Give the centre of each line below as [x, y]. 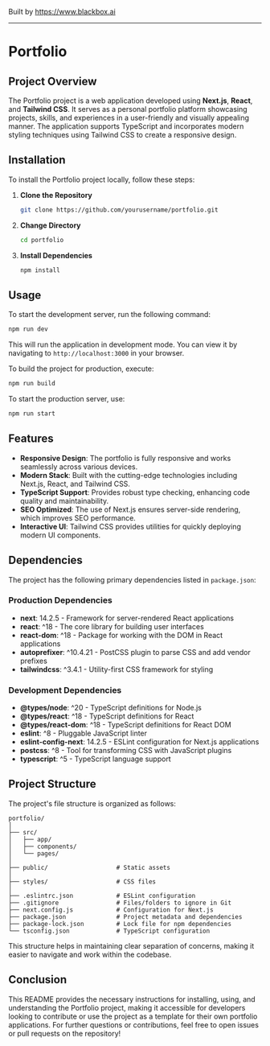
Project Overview [53, 81]
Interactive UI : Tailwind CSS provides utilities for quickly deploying [130, 526]
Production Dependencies [60, 600]
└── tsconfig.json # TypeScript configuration [109, 931]
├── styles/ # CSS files [82, 881]
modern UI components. [60, 535]
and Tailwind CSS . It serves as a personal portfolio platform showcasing [128, 109]
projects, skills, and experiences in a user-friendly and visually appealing [129, 117]
